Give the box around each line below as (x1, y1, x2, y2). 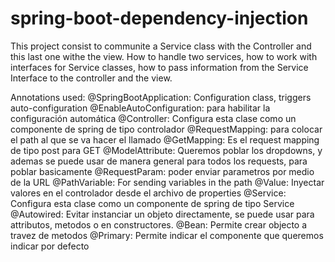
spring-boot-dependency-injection (10, 7, 309, 30)
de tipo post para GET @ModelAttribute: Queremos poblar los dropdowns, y (10, 144, 323, 156)
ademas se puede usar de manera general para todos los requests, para (10, 155, 308, 167)
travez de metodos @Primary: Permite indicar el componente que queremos (10, 229, 324, 241)
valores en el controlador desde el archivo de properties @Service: (10, 187, 287, 199)
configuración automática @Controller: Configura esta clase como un (10, 112, 297, 124)
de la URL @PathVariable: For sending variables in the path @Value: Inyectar (10, 176, 325, 188)
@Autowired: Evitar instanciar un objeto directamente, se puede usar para (10, 208, 315, 220)
